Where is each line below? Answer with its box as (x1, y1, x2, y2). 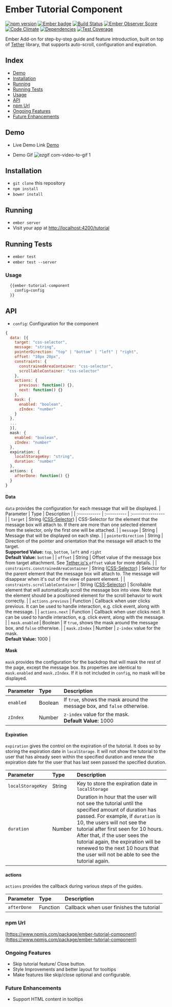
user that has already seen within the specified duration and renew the (5, 754, 155, 760)
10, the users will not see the (76, 819, 147, 826)
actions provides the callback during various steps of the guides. (5, 883, 143, 889)
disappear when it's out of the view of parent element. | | (5, 576, 125, 582)
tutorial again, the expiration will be (76, 838, 161, 846)
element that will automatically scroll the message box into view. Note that (5, 586, 161, 593)
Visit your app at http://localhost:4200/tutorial (12, 225, 110, 231)
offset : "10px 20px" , (14, 354, 60, 360)
